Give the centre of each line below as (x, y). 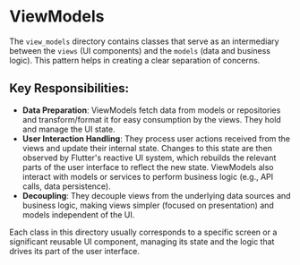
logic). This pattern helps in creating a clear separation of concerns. (135, 60)
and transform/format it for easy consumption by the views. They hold (152, 119)
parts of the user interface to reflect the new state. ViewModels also (148, 167)
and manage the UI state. (69, 129)
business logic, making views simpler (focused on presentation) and (148, 205)
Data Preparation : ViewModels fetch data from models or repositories (151, 110)
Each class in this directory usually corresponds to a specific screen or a (143, 232)
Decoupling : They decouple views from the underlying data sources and (156, 195)
